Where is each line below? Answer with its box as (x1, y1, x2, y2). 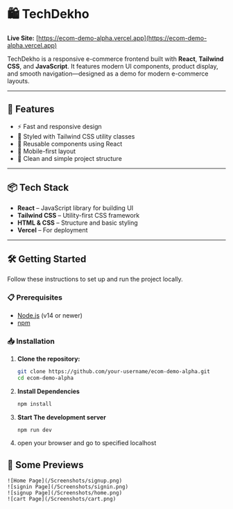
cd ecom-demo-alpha (17, 374, 74, 381)
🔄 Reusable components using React (17, 139, 123, 148)
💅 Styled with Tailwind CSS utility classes (17, 132, 135, 140)
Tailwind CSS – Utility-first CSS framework (17, 211, 140, 219)
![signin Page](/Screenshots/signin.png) (7, 483, 129, 490)
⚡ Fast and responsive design (17, 122, 102, 130)
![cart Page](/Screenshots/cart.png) (7, 496, 116, 503)
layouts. (7, 76, 30, 85)
